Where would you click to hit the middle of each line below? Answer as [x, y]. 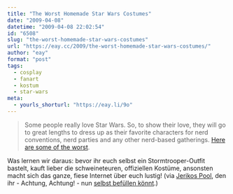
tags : [15, 66]
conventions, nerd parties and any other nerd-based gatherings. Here [125, 139]
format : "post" [29, 60]
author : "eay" [28, 53]
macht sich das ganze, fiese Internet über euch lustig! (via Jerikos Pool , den [117, 175]
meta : [15, 99]
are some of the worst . [57, 147]
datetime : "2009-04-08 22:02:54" [56, 27]
